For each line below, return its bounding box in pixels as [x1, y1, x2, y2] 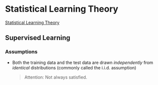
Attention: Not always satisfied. [24, 74, 88, 80]
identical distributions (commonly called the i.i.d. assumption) [12, 64, 136, 70]
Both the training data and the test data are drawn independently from [12, 60, 153, 65]
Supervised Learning [5, 34, 70, 42]
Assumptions [5, 48, 38, 55]
